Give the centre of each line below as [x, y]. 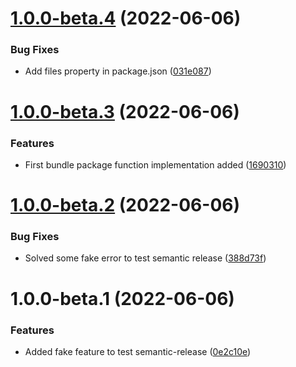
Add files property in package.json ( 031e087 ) [118, 71]
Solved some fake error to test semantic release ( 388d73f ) [145, 258]
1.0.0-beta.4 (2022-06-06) [126, 18]
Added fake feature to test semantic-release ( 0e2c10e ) [138, 351]
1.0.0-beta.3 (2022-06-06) [125, 111]
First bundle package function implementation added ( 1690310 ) [155, 164]
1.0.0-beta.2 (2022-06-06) [125, 205]
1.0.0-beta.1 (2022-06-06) [122, 298]
